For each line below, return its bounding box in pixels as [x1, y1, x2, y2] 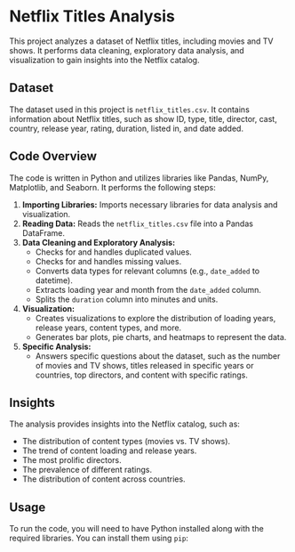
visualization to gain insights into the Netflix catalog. [9, 54, 200, 65]
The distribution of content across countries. [21, 474, 186, 484]
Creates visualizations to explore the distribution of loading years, [35, 313, 276, 323]
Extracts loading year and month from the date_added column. [35, 284, 262, 295]
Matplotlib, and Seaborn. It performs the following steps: [9, 182, 216, 192]
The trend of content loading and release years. [21, 445, 197, 456]
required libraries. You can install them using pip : [9, 532, 189, 544]
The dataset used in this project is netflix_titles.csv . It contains [9, 104, 251, 115]
